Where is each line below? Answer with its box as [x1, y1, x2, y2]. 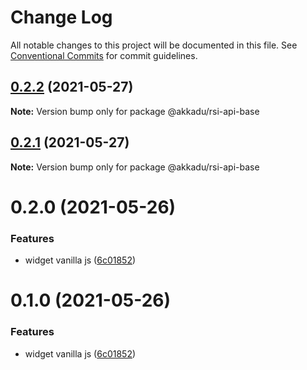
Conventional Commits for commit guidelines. [10, 49, 198, 61]
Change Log [10, 6, 113, 29]
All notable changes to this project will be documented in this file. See [10, 39, 298, 51]
